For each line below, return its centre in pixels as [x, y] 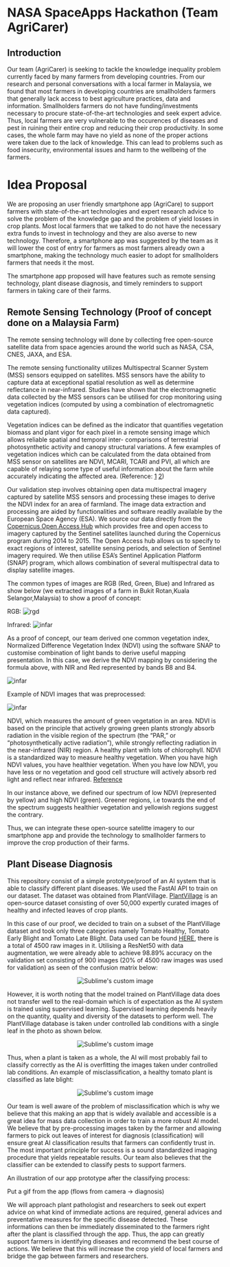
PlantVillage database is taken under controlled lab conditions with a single [113, 1023]
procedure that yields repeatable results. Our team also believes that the [109, 1157]
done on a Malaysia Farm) [64, 323]
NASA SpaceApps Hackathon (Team [113, 13]
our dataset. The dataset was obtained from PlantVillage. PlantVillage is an [113, 895]
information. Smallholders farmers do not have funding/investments [103, 106]
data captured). [29, 411]
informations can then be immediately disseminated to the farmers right [108, 1226]
